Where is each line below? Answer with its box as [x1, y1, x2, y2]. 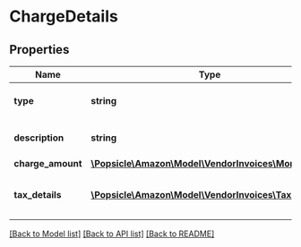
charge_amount [13, 158, 82, 169]
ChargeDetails [9, 6, 118, 27]
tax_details [13, 189, 62, 200]
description [13, 132, 64, 144]
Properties [9, 42, 70, 57]
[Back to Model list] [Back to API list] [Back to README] [9, 228, 215, 239]
